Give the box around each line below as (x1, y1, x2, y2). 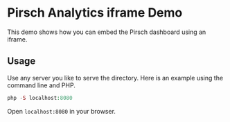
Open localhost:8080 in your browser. (7, 107, 116, 115)
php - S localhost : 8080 (7, 94, 73, 101)
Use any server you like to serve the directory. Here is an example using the (7, 73, 224, 82)
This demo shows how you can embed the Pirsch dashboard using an (7, 28, 206, 36)
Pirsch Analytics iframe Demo (7, 5, 183, 21)
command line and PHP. (7, 81, 76, 89)
